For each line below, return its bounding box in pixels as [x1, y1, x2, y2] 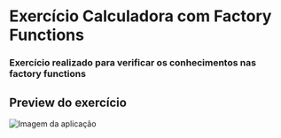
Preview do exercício [9, 95, 127, 110]
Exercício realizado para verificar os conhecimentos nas [9, 57, 257, 69]
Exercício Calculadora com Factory [9, 6, 272, 27]
